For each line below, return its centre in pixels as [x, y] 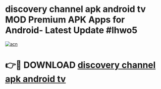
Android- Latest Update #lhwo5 [71, 30]
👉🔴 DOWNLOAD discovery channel [80, 65]
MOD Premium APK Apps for [65, 20]
